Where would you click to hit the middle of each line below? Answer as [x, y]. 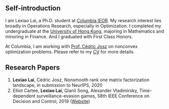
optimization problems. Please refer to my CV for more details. [70, 51]
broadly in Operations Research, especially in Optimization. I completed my [83, 26]
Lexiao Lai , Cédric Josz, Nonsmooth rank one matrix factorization [81, 80]
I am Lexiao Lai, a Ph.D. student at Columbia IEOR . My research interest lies [83, 20]
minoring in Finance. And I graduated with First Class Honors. [69, 36]
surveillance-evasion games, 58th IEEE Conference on [93, 96]
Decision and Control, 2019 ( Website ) [51, 101]
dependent [24, 96]
